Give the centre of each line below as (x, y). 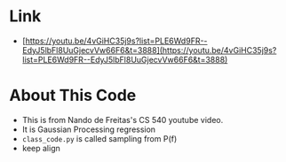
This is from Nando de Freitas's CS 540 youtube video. (123, 120)
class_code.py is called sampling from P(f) (99, 138)
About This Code (73, 96)
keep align (41, 148)
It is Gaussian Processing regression (89, 129)
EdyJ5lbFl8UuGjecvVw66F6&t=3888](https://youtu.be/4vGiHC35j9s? (149, 50)
